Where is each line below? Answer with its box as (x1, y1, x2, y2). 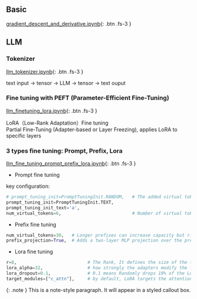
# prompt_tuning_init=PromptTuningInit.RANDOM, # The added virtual (6, 194, 182, 200)
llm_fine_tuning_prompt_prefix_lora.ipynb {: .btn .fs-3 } (6, 160, 136, 167)
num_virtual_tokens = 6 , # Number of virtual (6, 210, 182, 216)
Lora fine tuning (14, 248, 53, 255)
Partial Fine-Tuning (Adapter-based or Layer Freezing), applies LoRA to (6, 126, 178, 133)
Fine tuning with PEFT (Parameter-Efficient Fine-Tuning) (6, 94, 169, 102)
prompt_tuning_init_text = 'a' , (6, 205, 80, 211)
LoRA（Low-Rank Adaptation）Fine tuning (6, 119, 108, 126)
